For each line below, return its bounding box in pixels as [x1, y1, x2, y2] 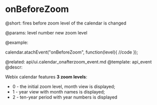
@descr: [5, 64, 22, 70]
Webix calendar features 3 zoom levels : [5, 73, 87, 79]
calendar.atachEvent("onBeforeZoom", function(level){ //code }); [5, 49, 138, 55]
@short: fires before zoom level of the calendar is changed [5, 20, 126, 26]
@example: [5, 39, 28, 45]
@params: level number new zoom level [5, 29, 87, 35]
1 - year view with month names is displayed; [12, 88, 105, 94]
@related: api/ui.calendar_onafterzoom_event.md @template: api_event [5, 58, 152, 64]
